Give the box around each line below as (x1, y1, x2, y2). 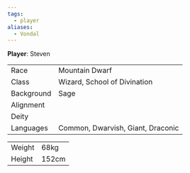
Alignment (11, 100, 45, 110)
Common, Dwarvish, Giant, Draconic (57, 123, 179, 133)
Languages (11, 123, 48, 133)
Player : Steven (7, 50, 51, 58)
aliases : (7, 23, 33, 30)
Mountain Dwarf (57, 65, 112, 75)
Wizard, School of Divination (57, 77, 153, 87)
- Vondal (13, 30, 40, 38)
